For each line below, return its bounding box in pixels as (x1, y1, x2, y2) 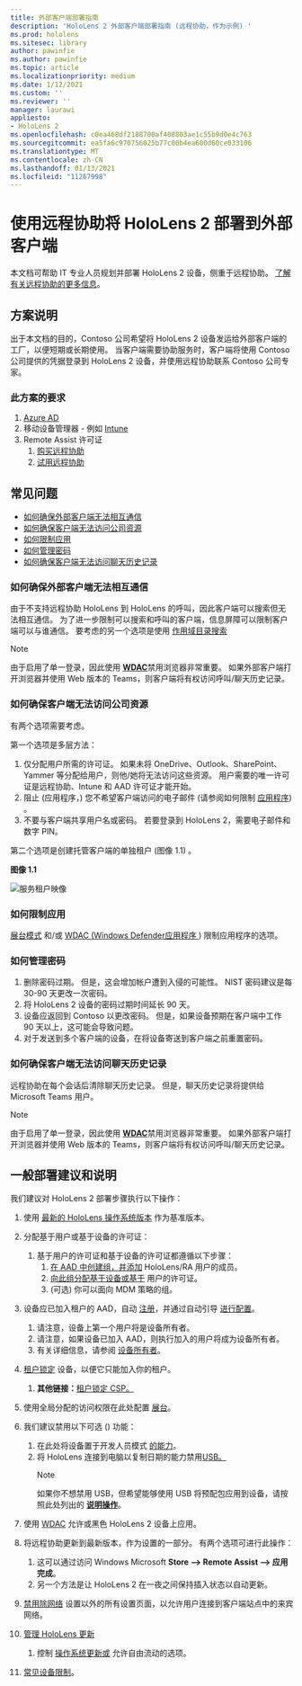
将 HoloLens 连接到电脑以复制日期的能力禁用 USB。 (36, 1451, 227, 1462)
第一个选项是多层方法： (10, 739, 97, 750)
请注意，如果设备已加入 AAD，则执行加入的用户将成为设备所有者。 (36, 1334, 285, 1344)
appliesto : (10, 113, 51, 122)
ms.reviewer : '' (10, 96, 71, 106)
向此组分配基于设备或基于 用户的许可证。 (49, 1273, 203, 1284)
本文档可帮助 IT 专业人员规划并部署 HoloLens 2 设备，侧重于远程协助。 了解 (10, 267, 291, 279)
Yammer (22, 770, 55, 781)
